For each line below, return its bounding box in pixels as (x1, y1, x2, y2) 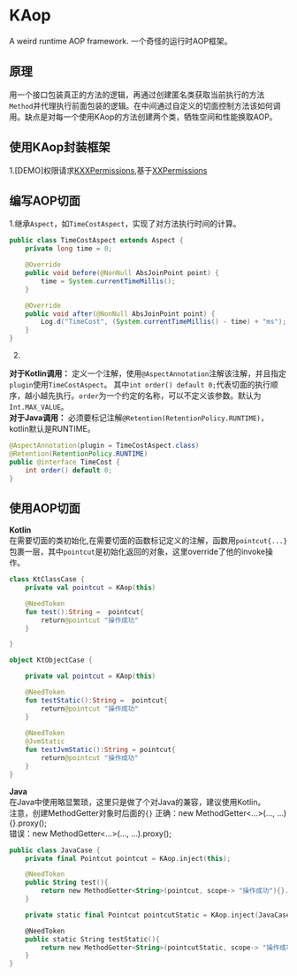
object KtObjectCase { (9, 656, 93, 665)
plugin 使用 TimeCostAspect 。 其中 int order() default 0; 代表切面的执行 (9, 380, 271, 389)
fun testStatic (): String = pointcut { (25, 695, 168, 704)
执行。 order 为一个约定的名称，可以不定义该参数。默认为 (55, 390, 262, 401)
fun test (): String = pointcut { (25, 607, 144, 616)
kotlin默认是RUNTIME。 (9, 424, 95, 434)
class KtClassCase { (9, 575, 86, 584)
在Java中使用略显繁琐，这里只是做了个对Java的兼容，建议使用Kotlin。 (9, 796, 266, 807)
